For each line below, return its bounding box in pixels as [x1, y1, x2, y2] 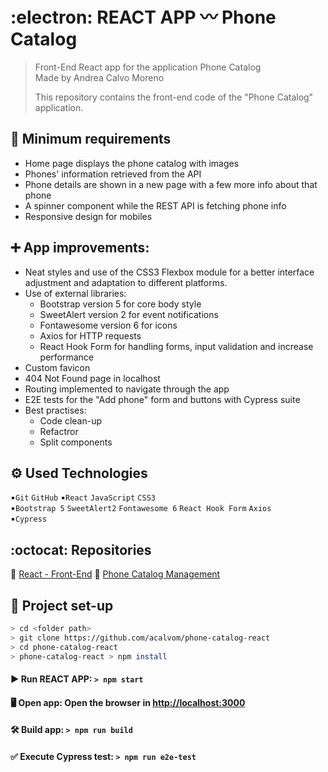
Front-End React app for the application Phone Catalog [34, 61, 262, 73]
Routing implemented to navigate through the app [24, 383, 230, 395]
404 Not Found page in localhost [24, 372, 161, 384]
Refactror [39, 425, 79, 437]
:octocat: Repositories [10, 541, 152, 558]
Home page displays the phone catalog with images [24, 157, 240, 169]
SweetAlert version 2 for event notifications [39, 308, 219, 320]
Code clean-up [39, 414, 102, 427]
